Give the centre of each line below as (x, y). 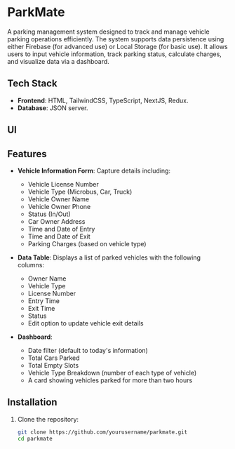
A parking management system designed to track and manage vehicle (108, 32)
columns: (31, 264)
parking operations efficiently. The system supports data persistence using (116, 39)
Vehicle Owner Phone (59, 206)
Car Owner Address (56, 221)
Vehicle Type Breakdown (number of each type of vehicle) (112, 373)
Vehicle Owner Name (59, 199)
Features (27, 154)
